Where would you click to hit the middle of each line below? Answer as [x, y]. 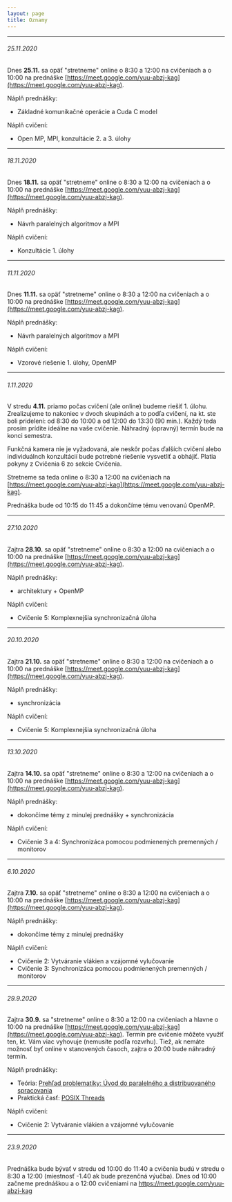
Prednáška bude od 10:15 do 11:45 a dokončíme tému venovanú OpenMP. [111, 505]
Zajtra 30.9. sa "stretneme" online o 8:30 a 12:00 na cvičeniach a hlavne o [113, 1020]
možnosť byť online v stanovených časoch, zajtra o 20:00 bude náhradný [112, 1049]
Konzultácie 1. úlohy [46, 251]
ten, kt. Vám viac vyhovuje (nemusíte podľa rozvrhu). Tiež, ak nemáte [106, 1041]
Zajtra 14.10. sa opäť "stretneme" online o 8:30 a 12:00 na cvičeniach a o [110, 773]
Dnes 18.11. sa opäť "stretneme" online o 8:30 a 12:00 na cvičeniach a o [109, 182]
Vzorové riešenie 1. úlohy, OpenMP [67, 363]
